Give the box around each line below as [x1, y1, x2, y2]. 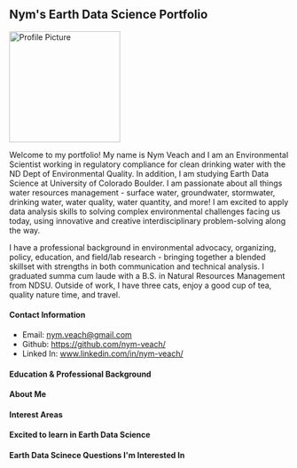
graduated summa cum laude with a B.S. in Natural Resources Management [9, 270, 285, 281]
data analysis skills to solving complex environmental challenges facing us [9, 206, 281, 217]
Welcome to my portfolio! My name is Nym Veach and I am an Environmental [9, 149, 289, 160]
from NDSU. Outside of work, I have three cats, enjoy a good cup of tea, [9, 280, 272, 290]
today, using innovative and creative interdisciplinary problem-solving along [9, 215, 286, 226]
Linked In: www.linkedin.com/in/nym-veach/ [21, 348, 184, 359]
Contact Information [9, 310, 86, 321]
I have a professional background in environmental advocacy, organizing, [9, 242, 277, 252]
